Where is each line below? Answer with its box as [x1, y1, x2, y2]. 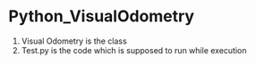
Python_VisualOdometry [8, 6, 194, 27]
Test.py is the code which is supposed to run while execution [21, 44, 247, 55]
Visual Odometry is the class [21, 36, 127, 46]
